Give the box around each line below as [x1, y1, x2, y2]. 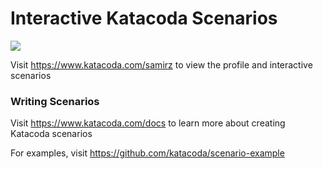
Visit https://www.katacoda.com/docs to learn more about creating [10, 117, 286, 129]
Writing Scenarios [10, 94, 100, 108]
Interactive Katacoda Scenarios [10, 7, 278, 30]
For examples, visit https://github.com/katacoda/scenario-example [10, 147, 285, 159]
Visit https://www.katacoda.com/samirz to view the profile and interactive [10, 58, 313, 71]
